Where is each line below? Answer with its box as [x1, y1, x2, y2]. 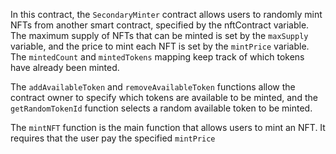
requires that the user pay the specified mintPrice [10, 132, 216, 144]
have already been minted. [10, 62, 120, 73]
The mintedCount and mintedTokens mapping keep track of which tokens [10, 51, 305, 63]
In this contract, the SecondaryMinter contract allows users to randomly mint [10, 9, 323, 20]
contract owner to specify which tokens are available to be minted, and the [10, 92, 318, 103]
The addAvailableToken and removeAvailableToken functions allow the [10, 81, 296, 93]
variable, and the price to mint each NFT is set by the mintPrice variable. [10, 40, 310, 52]
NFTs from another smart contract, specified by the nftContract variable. [10, 19, 310, 31]
